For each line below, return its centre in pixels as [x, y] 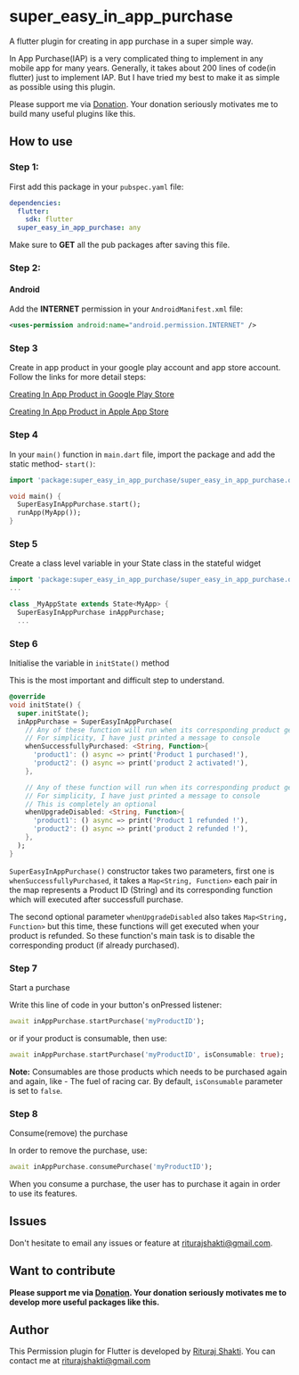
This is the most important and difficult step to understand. [117, 681]
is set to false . [36, 1090]
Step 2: [25, 268]
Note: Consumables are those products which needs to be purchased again [148, 1072]
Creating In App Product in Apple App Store [89, 411]
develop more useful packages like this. [85, 1302]
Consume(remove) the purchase [69, 1133]
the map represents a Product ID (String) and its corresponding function [141, 890]
